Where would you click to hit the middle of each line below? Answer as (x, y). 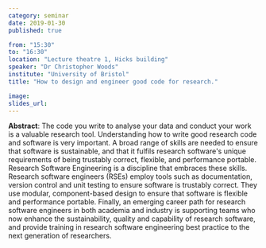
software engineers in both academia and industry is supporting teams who (132, 211)
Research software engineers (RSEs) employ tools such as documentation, (130, 176)
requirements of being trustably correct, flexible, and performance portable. (132, 160)
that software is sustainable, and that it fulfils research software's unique (127, 151)
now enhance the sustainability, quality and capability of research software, (132, 219)
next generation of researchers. (60, 236)
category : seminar (39, 15)
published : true (35, 30)
